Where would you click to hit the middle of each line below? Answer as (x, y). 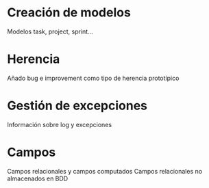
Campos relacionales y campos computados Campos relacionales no (105, 171)
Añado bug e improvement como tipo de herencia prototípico (93, 78)
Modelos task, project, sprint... (50, 31)
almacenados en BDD (38, 178)
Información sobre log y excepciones (59, 124)
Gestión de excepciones (77, 106)
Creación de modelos (69, 13)
